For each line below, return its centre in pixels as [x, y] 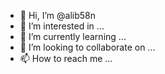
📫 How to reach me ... [66, 58]
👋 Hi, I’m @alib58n [57, 15]
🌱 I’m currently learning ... [73, 36]
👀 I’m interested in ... [62, 26]
